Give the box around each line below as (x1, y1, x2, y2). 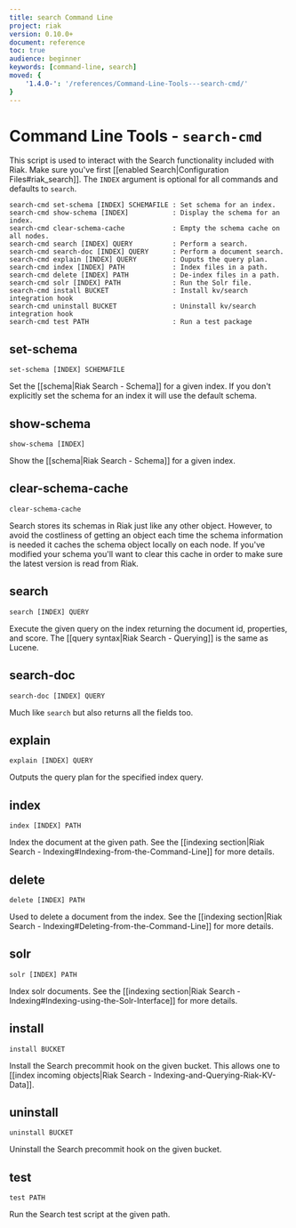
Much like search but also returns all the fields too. (9, 707, 194, 717)
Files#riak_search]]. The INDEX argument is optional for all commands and (9, 174, 278, 185)
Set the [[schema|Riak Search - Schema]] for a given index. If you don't (9, 381, 271, 392)
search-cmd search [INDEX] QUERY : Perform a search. (9, 239, 249, 249)
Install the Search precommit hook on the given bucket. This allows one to (9, 1060, 280, 1070)
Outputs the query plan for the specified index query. (9, 772, 204, 783)
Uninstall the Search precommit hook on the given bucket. (9, 1144, 222, 1155)
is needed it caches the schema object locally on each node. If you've (9, 539, 265, 550)
